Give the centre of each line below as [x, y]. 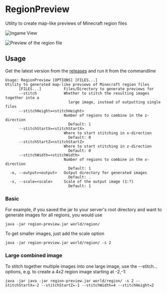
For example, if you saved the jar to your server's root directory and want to [83, 210]
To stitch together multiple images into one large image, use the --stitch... [81, 266]
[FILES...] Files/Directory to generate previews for [86, 89]
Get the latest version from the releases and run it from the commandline [80, 71]
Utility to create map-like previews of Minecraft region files [66, 23]
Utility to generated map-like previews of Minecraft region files [77, 84]
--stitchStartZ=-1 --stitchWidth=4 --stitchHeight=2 [98, 285]
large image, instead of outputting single [114, 102]
